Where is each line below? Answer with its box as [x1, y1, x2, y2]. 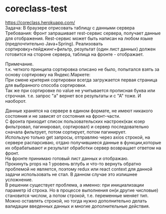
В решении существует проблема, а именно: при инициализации [5, 182, 144, 188]
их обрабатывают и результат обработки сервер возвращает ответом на [5, 145, 162, 151]
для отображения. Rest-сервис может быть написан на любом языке [5, 35, 153, 41]
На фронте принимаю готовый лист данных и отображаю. [5, 155, 129, 161]
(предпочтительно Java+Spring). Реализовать [5, 40, 103, 46]
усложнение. [5, 177, 33, 183]
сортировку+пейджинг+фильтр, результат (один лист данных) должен [5, 46, 156, 52]
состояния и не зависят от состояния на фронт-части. [5, 113, 121, 119]
